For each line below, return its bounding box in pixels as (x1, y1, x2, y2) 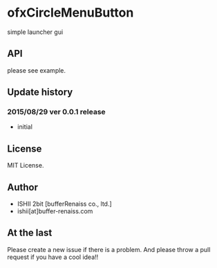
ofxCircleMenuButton (7, 5, 134, 21)
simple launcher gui (7, 28, 64, 36)
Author (7, 181, 38, 193)
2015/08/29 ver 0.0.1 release (7, 107, 106, 117)
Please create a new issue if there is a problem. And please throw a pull (7, 245, 211, 253)
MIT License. (7, 161, 44, 170)
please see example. (7, 66, 66, 74)
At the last (7, 227, 53, 239)
